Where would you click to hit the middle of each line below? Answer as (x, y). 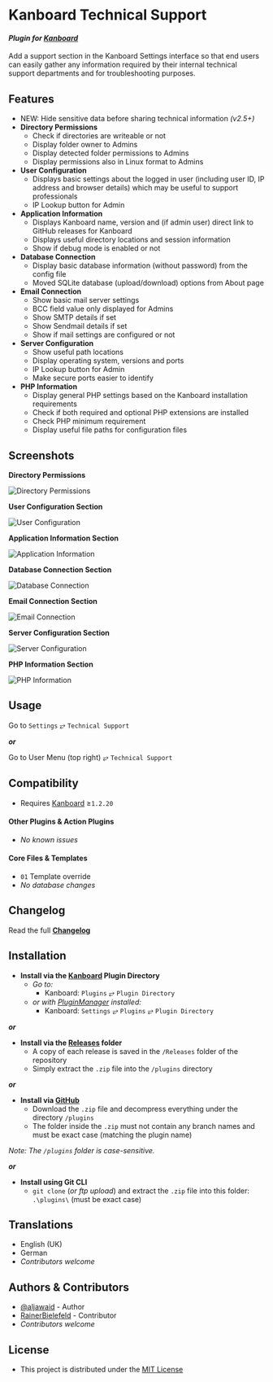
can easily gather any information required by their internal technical (123, 65)
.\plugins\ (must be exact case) (87, 1199)
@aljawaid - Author (52, 1307)
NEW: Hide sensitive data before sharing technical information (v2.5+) (137, 119)
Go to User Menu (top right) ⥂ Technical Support (91, 757)
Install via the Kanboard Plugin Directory (90, 975)
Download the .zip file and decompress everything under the (135, 1109)
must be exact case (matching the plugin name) (112, 1135)
